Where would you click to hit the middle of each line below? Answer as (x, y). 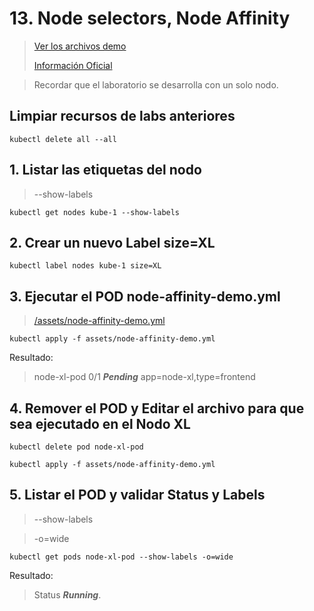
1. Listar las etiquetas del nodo (105, 170)
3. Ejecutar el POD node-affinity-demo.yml (145, 296)
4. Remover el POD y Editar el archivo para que (157, 408)
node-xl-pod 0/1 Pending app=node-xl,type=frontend (144, 377)
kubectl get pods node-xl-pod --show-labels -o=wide (121, 557)
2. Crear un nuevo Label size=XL (112, 242)
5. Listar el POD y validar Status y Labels (137, 495)
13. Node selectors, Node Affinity (150, 18)
